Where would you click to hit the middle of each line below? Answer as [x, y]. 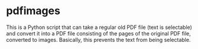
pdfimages [33, 11]
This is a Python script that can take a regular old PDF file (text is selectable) [99, 27]
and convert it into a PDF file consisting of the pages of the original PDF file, [98, 33]
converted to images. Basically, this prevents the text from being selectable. [98, 40]
